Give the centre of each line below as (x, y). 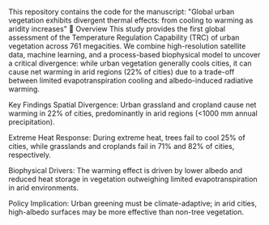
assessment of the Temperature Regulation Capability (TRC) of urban (124, 37)
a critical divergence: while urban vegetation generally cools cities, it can (130, 63)
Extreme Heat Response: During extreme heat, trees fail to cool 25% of (127, 138)
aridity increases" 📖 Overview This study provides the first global (117, 29)
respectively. (30, 155)
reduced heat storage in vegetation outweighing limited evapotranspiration (133, 179)
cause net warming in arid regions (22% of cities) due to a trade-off (122, 72)
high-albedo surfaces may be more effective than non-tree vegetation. (126, 212)
